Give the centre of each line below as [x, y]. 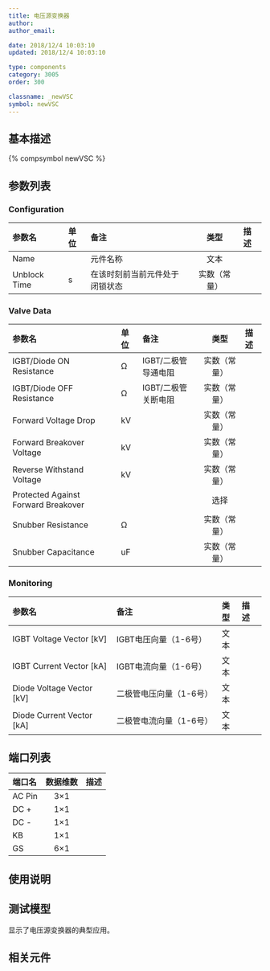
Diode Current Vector [53, 715]
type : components [37, 68]
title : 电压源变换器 [39, 16]
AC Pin [25, 797]
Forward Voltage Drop [54, 420]
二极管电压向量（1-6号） [164, 694]
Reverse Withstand [48, 469]
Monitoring [31, 584]
